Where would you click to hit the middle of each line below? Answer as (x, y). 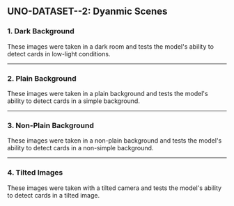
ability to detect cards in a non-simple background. (80, 148)
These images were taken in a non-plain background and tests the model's (115, 141)
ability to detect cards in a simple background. (74, 101)
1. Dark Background (41, 31)
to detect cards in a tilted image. (53, 195)
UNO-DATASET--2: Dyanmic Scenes (87, 11)
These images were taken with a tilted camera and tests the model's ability (114, 188)
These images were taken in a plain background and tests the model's (108, 93)
